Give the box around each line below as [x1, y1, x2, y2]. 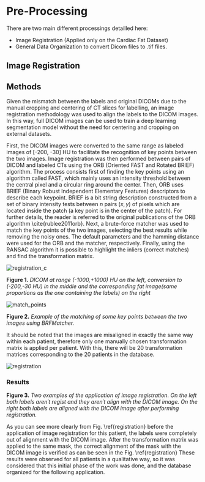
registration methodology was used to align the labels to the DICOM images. [6, 111, 199, 118]
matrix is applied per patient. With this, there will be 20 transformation [6, 344, 182, 352]
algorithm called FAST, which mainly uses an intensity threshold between [6, 174, 191, 182]
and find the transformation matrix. [6, 253, 94, 260]
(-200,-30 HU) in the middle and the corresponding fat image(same [6, 283, 177, 290]
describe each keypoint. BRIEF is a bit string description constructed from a [6, 194, 197, 201]
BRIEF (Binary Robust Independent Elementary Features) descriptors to [6, 188, 185, 195]
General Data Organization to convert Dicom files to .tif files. [15, 43, 167, 50]
